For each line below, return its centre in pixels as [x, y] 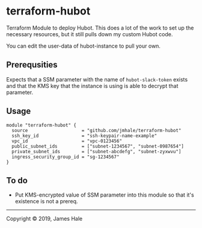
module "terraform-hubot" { [41, 125]
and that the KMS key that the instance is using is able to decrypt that [92, 86]
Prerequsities [32, 65]
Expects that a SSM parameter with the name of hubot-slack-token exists [97, 79]
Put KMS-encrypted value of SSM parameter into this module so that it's [104, 195]
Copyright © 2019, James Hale [44, 219]
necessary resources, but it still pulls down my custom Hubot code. [90, 34]
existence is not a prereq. [46, 201]
